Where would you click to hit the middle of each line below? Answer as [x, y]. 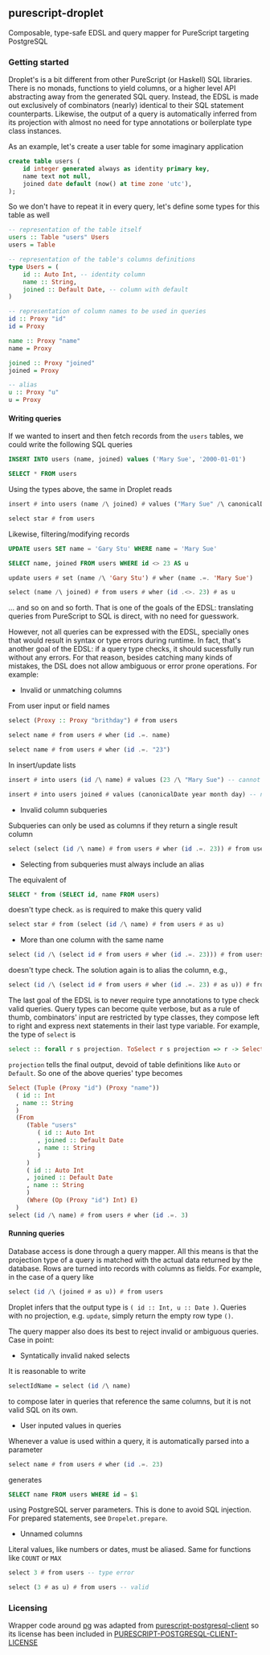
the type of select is [42, 1035]
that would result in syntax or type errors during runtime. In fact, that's [125, 640]
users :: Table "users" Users [59, 238]
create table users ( [45, 161]
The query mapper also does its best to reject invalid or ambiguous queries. [133, 1331]
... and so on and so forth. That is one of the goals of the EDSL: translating [131, 608]
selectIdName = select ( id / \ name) [70, 1386]
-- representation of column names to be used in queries [107, 312]
